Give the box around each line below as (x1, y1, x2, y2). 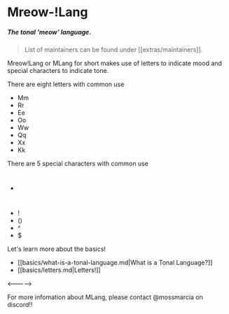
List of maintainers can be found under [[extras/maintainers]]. (24, 46, 203, 54)
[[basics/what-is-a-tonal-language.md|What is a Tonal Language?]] (17, 258, 213, 266)
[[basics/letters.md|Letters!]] (17, 266, 101, 274)
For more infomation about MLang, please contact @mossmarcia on (7, 292, 203, 301)
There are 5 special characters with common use (7, 159, 149, 168)
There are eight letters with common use (7, 80, 125, 88)
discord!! (7, 300, 33, 308)
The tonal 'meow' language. (7, 27, 92, 36)
